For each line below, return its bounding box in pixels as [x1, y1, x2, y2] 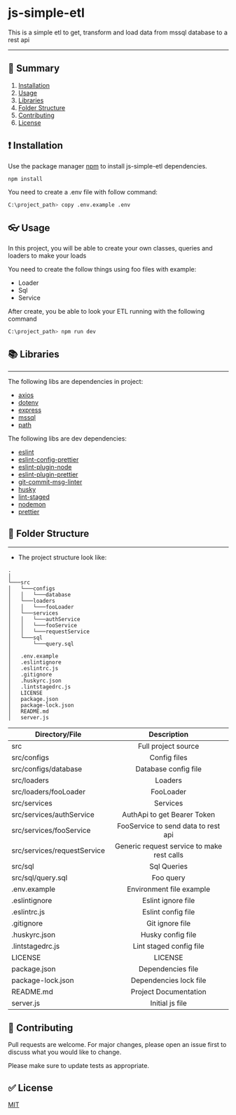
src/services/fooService [11, 825, 91, 835]
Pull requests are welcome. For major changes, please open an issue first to [8, 1041, 227, 1049]
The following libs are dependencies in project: [8, 377, 144, 385]
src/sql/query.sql [11, 872, 68, 882]
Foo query [151, 872, 186, 882]
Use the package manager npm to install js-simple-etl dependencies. [8, 161, 207, 170]
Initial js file [150, 998, 188, 1008]
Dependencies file [138, 963, 199, 973]
